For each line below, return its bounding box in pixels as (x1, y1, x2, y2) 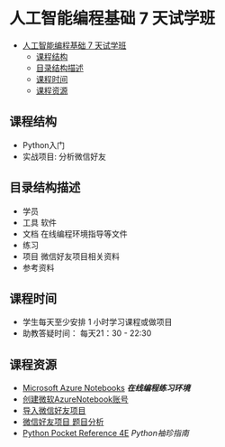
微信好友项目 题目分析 (22, 416, 104, 427)
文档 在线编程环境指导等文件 (22, 228, 128, 239)
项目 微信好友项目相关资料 (22, 250, 120, 262)
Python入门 (22, 139, 66, 150)
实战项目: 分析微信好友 (22, 151, 106, 162)
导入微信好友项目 (22, 405, 86, 416)
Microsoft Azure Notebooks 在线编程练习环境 (22, 383, 191, 394)
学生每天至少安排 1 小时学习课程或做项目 (22, 317, 173, 328)
